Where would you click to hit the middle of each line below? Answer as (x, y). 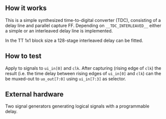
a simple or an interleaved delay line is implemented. (59, 31)
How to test (23, 56)
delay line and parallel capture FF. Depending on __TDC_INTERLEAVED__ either (83, 25)
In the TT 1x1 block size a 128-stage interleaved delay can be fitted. (74, 40)
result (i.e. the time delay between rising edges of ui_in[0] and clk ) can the (83, 73)
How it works (26, 8)
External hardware (34, 94)
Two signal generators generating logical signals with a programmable (77, 106)
